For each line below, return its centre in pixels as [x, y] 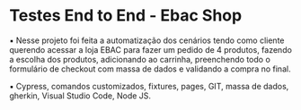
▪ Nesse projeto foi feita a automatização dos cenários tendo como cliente [147, 40]
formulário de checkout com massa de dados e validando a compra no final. [150, 69]
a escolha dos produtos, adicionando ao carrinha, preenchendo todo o [140, 59]
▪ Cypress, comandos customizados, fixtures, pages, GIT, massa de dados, [149, 86]
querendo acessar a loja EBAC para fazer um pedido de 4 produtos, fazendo [150, 49]
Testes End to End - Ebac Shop [126, 16]
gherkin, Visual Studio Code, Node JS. [80, 96]
